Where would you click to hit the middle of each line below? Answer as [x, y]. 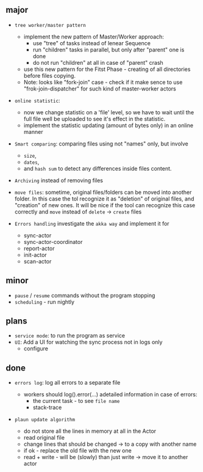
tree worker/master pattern [50, 25]
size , [30, 155]
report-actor [39, 248]
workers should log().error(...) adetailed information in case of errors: [110, 394]
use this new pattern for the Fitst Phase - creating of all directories [107, 69]
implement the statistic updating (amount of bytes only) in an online [108, 125]
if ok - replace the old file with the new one [77, 451]
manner [33, 131]
